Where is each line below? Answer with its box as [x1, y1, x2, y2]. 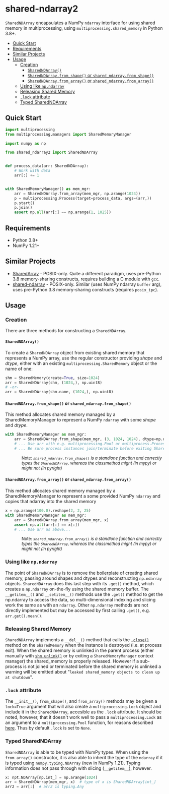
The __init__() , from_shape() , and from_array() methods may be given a [5, 698, 157, 704]
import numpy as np [5, 141, 46, 146]
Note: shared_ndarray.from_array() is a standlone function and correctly [22, 536, 162, 542]
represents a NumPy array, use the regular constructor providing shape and [5, 355, 162, 361]
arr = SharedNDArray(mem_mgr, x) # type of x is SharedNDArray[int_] [5, 779, 156, 784]
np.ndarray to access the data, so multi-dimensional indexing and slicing [5, 596, 156, 602]
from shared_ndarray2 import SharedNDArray [5, 150, 98, 155]
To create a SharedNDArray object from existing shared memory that [5, 349, 145, 355]
